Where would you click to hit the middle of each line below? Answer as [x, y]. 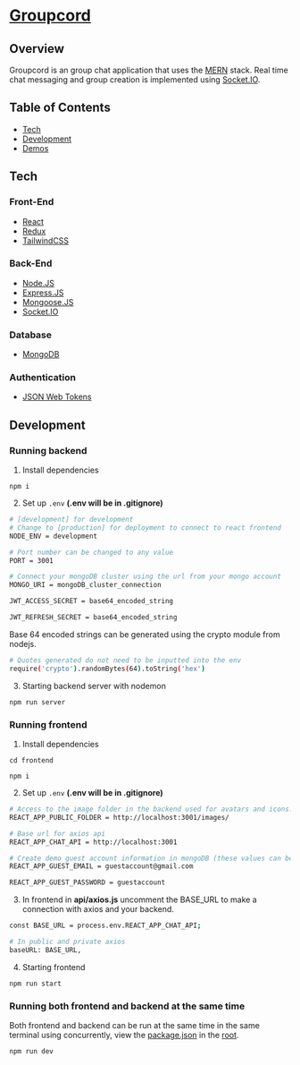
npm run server [37, 702]
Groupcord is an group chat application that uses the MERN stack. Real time [149, 70]
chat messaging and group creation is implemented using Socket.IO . [135, 80]
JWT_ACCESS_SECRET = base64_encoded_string [92, 601]
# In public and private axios [67, 941]
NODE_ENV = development [54, 536]
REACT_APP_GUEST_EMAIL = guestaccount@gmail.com [101, 866]
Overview [37, 49]
